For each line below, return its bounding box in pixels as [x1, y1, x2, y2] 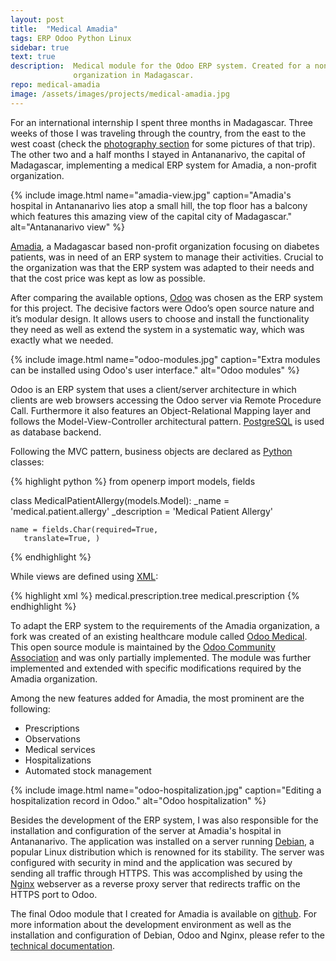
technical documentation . [10, 939, 116, 951]
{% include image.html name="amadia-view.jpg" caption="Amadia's [10, 189, 292, 201]
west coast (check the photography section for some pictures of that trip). [10, 137, 316, 150]
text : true [10, 52, 56, 62]
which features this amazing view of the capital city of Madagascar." [10, 210, 293, 222]
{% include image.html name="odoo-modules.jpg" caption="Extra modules [10, 353, 321, 365]
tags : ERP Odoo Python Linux [10, 33, 132, 43]
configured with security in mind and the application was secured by [10, 856, 293, 868]
